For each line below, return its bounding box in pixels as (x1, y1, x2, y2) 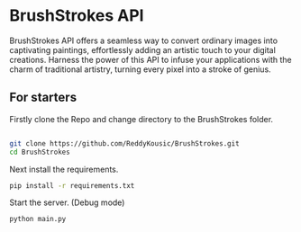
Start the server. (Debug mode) (9, 197, 125, 208)
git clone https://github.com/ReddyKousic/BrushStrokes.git (9, 138, 241, 148)
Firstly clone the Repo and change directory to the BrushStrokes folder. (9, 113, 273, 124)
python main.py (9, 215, 67, 224)
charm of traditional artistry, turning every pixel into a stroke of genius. (9, 64, 272, 75)
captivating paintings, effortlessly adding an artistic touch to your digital (9, 44, 277, 55)
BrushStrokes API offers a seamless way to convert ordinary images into (9, 35, 278, 46)
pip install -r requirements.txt (9, 181, 135, 190)
